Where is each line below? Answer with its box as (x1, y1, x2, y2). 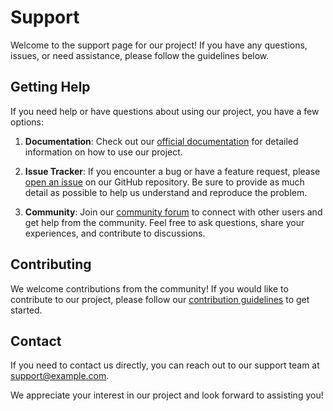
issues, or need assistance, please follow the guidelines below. (10, 49, 270, 61)
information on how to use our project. (24, 146, 183, 158)
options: (10, 116, 45, 128)
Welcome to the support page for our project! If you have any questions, (10, 39, 308, 51)
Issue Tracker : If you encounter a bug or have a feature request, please (24, 165, 321, 177)
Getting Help (10, 79, 91, 96)
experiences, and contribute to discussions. (24, 227, 206, 239)
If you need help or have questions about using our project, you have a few (10, 105, 320, 117)
